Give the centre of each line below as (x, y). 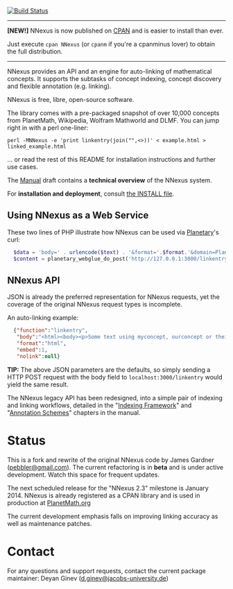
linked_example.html (37, 146)
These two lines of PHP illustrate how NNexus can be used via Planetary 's (113, 232)
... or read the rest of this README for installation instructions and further (112, 159)
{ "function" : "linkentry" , (51, 331)
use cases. (23, 167)
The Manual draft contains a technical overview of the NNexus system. (110, 180)
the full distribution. (35, 51)
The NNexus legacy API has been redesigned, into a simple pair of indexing (115, 398)
